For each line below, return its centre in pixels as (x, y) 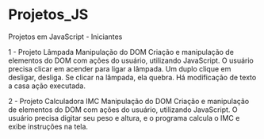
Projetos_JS (48, 15)
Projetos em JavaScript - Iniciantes (65, 37)
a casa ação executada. (47, 86)
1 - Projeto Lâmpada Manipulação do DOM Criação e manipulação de (121, 52)
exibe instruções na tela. (48, 126)
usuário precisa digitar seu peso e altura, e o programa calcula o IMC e (124, 118)
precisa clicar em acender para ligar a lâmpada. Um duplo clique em (120, 68)
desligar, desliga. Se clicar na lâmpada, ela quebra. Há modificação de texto (132, 77)
